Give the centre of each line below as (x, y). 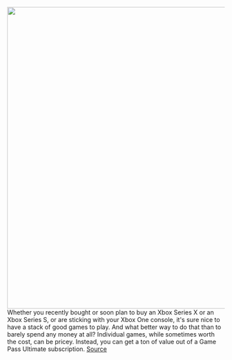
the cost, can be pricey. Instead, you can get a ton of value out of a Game (112, 342)
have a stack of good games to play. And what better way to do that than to (114, 327)
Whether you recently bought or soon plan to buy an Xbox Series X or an (110, 312)
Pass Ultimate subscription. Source (57, 349)
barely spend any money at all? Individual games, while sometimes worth (111, 334)
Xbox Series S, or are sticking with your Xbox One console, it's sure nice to (114, 320)
